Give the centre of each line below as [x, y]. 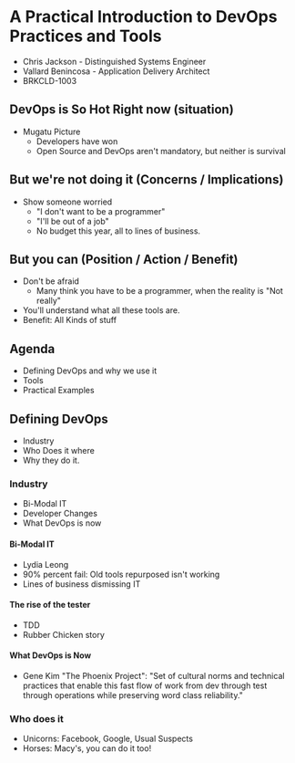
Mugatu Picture [51, 131]
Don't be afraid [51, 281]
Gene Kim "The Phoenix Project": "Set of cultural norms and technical [153, 675]
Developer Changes [60, 514]
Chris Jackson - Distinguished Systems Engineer [114, 61]
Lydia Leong [46, 564]
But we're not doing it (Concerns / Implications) [147, 180]
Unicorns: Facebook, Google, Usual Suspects [108, 739]
